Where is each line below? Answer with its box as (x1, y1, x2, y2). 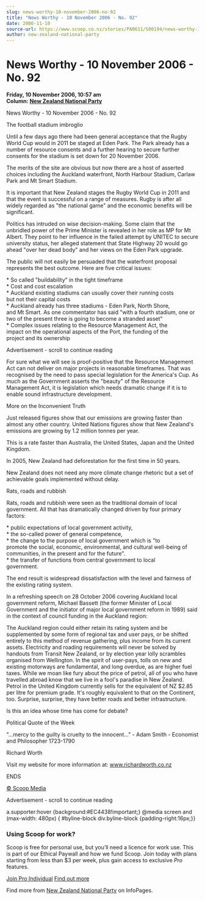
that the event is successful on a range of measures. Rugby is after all (6, 196, 182, 203)
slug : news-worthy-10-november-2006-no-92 (6, 9, 116, 15)
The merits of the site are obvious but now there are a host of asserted (6, 164, 184, 171)
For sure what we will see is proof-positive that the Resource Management (6, 358, 193, 366)
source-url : (6, 26, 37, 32)
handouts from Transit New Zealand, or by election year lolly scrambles (6, 650, 186, 657)
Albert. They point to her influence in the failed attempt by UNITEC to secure (6, 233, 198, 241)
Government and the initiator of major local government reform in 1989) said (6, 606, 198, 613)
